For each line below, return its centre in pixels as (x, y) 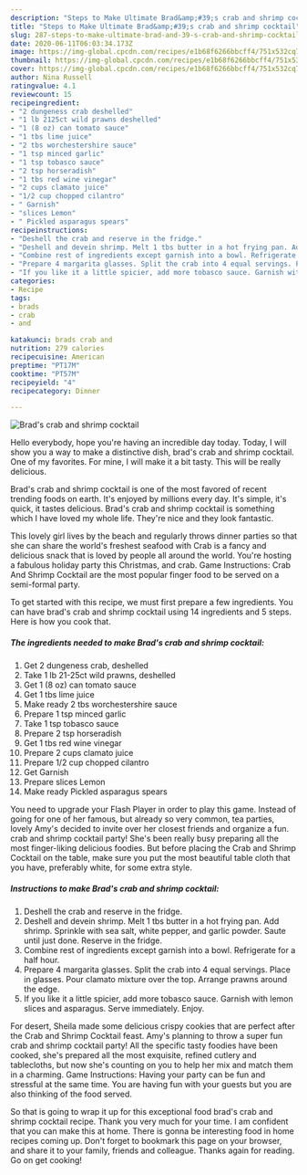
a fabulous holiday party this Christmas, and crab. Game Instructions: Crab (150, 565)
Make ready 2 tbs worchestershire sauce (100, 705)
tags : (20, 298)
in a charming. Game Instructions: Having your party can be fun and (138, 1075)
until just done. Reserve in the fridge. (93, 940)
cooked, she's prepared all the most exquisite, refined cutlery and (134, 1055)
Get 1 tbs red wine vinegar (72, 743)
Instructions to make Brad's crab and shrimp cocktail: (115, 888)
